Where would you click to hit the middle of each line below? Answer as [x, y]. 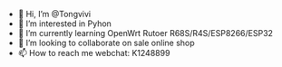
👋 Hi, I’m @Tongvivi [54, 14]
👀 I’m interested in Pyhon [64, 24]
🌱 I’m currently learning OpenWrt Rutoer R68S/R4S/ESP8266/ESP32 [146, 33]
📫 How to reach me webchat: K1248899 [94, 53]
